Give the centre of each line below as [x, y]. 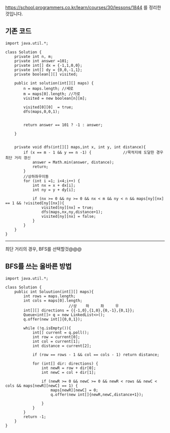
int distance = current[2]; [62, 346]
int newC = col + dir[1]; [69, 372]
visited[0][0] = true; [48, 107]
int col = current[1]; [56, 341]
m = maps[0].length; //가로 [52, 94]
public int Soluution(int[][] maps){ [54, 292]
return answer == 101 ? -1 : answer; [63, 125]
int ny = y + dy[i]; [54, 190]
